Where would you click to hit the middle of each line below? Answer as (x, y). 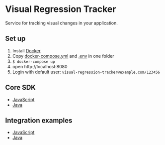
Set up (15, 39)
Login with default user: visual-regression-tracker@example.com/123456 (86, 72)
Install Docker (26, 50)
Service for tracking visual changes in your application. (62, 23)
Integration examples (39, 120)
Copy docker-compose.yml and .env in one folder (63, 56)
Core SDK (20, 87)
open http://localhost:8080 (40, 66)
